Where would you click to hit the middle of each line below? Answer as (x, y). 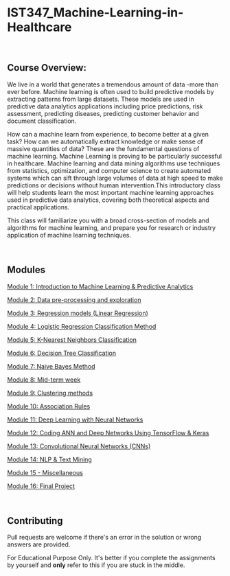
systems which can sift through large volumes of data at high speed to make (115, 178)
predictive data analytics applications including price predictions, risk (105, 106)
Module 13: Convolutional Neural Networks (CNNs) (79, 446)
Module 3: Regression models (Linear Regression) (78, 313)
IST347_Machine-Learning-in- (95, 13)
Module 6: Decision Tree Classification (62, 353)
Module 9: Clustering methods (50, 393)
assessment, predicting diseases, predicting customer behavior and (103, 113)
